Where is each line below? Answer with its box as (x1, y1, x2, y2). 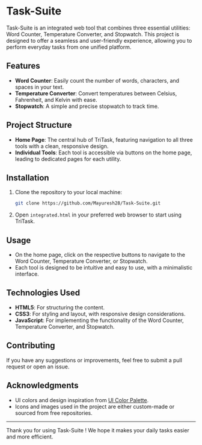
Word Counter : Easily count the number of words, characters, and (14, 77, 179, 84)
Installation (6, 172, 49, 183)
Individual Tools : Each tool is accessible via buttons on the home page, (14, 149, 192, 156)
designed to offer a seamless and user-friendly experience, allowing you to (6, 37, 192, 44)
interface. (14, 270, 39, 278)
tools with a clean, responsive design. (14, 142, 109, 150)
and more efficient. (6, 433, 54, 440)
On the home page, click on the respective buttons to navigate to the (14, 251, 185, 259)
